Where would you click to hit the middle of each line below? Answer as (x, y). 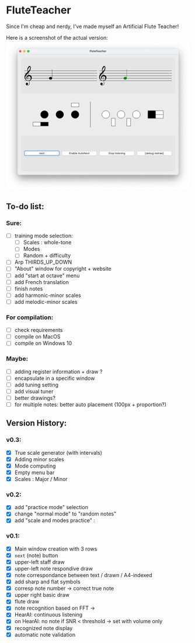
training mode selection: (43, 236)
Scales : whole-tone (47, 243)
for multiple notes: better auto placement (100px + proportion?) (90, 405)
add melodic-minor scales (46, 302)
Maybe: (17, 359)
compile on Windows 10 (43, 343)
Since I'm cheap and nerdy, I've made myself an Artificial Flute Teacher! (93, 26)
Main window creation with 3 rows (56, 549)
